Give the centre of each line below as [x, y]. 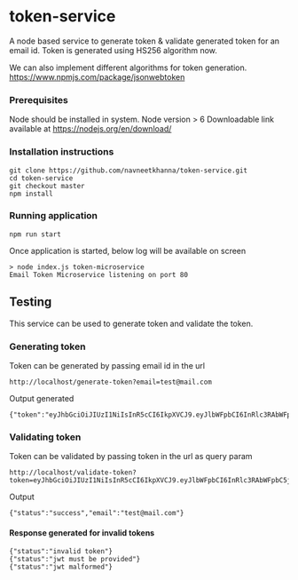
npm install [31, 194]
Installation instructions [62, 152]
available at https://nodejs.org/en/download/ [90, 129]
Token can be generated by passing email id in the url [107, 365]
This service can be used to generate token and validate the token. [131, 323]
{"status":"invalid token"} [61, 552]
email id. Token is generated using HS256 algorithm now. [113, 50]
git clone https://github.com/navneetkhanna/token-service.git [129, 171]
